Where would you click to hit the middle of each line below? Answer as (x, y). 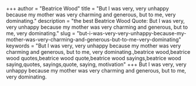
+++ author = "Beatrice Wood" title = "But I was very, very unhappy (87, 8)
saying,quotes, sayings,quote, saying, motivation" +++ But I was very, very (96, 64)
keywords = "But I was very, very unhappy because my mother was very (94, 46)
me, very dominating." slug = (41, 33)
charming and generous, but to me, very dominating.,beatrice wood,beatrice (98, 52)
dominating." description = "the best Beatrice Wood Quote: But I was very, (96, 21)
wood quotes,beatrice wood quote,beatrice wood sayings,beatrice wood (94, 58)
